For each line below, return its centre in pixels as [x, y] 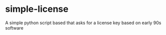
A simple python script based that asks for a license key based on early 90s [83, 23]
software [14, 28]
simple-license [37, 9]
